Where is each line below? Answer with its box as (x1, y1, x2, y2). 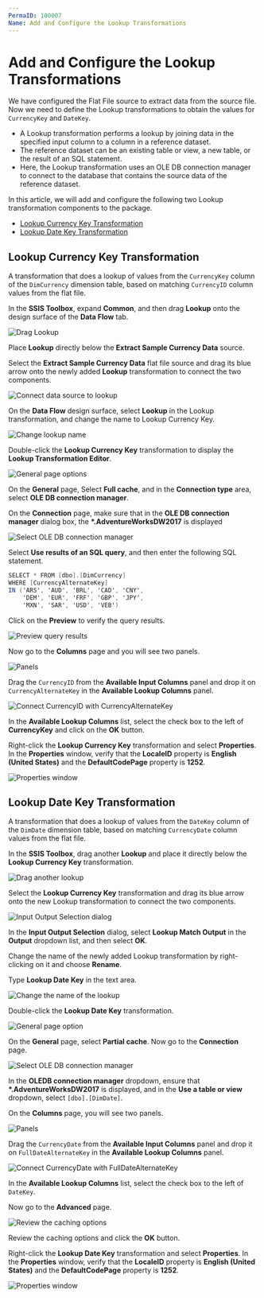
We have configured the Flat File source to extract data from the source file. (8, 96, 257, 106)
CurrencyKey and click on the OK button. (8, 725, 145, 734)
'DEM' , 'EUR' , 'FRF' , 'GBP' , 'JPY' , (22, 593, 145, 601)
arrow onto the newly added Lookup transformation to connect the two (8, 367, 242, 376)
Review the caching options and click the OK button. (8, 1234, 181, 1243)
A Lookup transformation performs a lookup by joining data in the (19, 129, 235, 138)
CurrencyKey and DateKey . (8, 113, 91, 123)
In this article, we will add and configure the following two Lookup (8, 195, 224, 204)
